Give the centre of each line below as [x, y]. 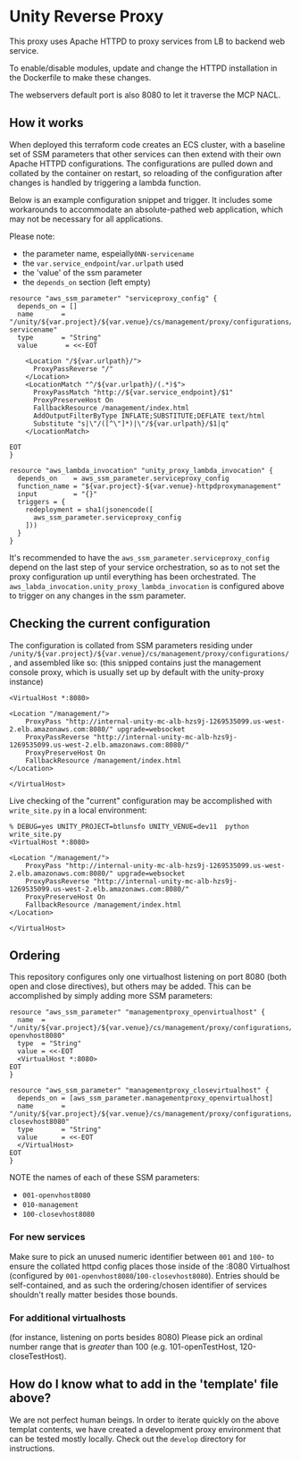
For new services [47, 1237]
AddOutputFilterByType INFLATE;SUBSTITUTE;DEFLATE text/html [149, 416]
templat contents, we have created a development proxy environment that [145, 1429]
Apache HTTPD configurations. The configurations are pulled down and [142, 164]
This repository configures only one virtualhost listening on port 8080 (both [148, 977]
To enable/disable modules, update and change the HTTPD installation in [143, 68]
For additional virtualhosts [68, 1318]
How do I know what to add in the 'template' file [144, 1385]
